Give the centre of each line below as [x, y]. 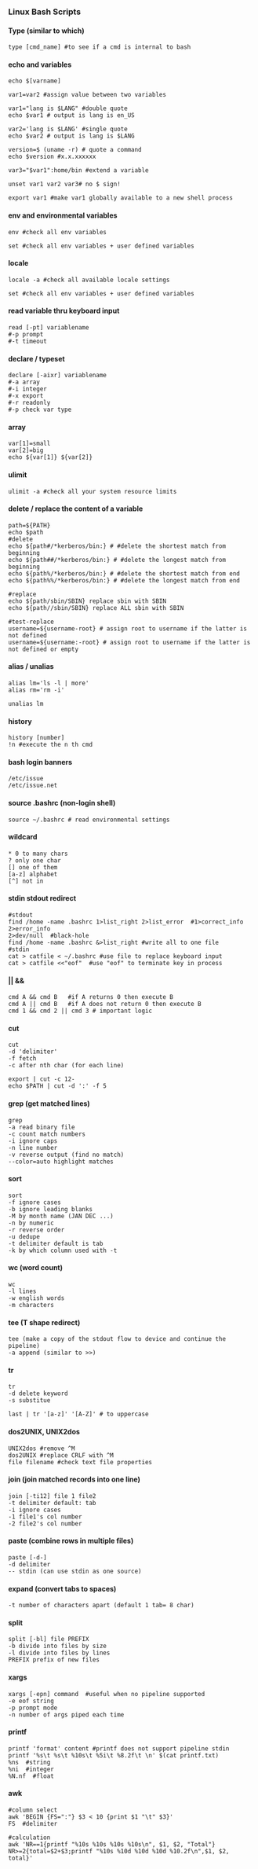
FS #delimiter [33, 1824]
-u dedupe [24, 1236]
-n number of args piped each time [66, 1715]
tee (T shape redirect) [44, 1322]
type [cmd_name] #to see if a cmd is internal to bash [100, 47]
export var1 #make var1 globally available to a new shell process [121, 198]
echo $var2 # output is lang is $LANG [71, 136]
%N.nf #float [31, 1776]
